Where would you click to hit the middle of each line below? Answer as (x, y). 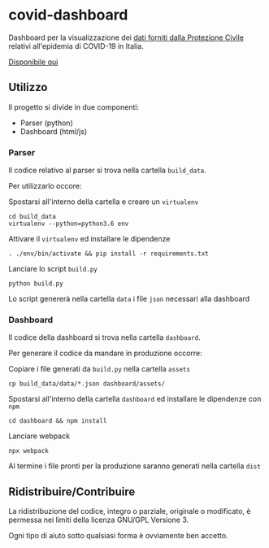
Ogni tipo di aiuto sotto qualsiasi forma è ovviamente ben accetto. (119, 536)
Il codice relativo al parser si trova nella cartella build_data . (108, 170)
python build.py (36, 284)
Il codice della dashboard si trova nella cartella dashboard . (104, 337)
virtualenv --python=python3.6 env (69, 224)
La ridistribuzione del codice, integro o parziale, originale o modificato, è (130, 511)
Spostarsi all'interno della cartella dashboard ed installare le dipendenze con (135, 399)
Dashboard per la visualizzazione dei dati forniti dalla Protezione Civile (126, 37)
